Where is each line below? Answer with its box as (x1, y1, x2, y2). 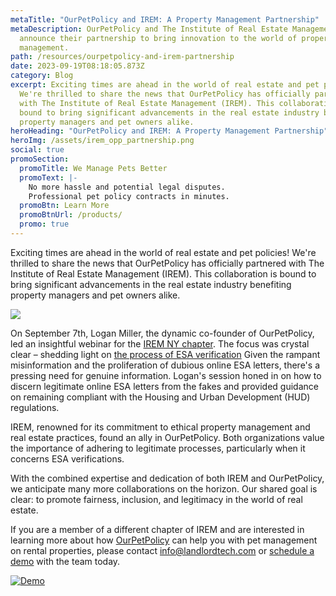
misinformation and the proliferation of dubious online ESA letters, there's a (10, 359, 320, 371)
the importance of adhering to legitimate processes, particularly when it (10, 442, 306, 454)
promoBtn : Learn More (19, 201, 110, 211)
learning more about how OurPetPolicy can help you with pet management (10, 534, 318, 546)
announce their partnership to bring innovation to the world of (19, 33, 298, 43)
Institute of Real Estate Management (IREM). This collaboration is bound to (10, 267, 317, 280)
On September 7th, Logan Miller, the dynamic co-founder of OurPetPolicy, (10, 327, 315, 339)
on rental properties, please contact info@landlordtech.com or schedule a (10, 544, 315, 556)
